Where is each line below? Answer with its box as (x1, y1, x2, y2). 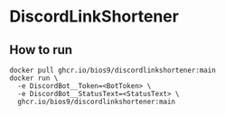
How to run (9, 42, 73, 57)
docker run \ (9, 74, 59, 83)
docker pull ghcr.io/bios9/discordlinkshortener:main (9, 66, 217, 75)
